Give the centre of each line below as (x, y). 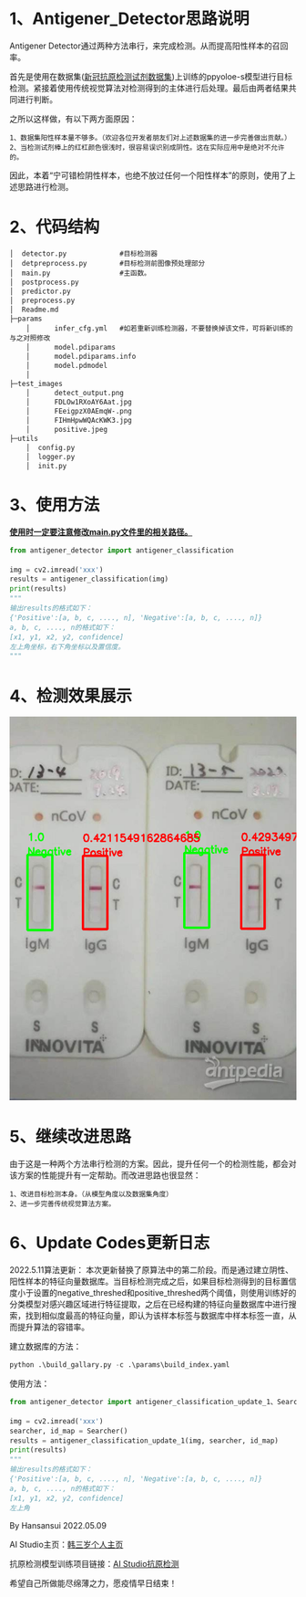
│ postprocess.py (44, 282)
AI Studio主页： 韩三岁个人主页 (66, 1544)
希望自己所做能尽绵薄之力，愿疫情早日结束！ (93, 1583)
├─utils (24, 438)
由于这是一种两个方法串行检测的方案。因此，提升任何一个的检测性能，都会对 (153, 1164)
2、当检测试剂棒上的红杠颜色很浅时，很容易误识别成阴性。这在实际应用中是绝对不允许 (147, 147)
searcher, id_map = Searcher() (69, 1431)
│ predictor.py (40, 291)
